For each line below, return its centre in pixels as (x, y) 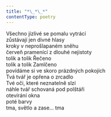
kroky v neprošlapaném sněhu (42, 46)
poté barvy (19, 101)
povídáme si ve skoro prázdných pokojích (56, 70)
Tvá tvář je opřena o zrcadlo (40, 77)
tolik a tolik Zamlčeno (31, 64)
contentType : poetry (31, 17)
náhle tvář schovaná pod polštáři (45, 89)
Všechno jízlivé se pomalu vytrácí (46, 33)
